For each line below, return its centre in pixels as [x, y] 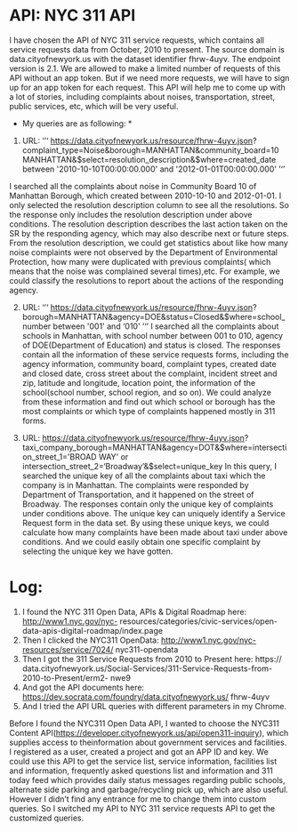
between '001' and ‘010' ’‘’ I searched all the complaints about [166, 326]
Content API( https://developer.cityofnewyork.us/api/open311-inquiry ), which [149, 732]
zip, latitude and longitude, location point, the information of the [139, 382]
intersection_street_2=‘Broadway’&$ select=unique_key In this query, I [149, 466]
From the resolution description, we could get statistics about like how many [149, 243]
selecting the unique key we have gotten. [97, 551]
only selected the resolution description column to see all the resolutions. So [149, 204]
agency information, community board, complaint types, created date [149, 364]
